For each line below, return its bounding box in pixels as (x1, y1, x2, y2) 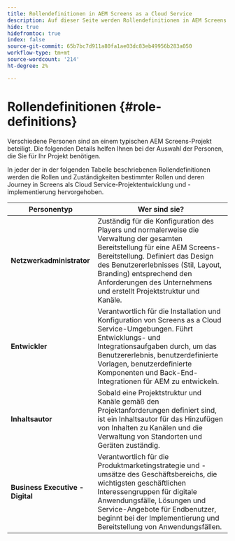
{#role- (119, 99, 162, 114)
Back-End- (159, 367, 198, 377)
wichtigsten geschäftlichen (97, 478, 187, 488)
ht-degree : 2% (7, 62, 49, 69)
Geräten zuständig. (97, 440, 161, 450)
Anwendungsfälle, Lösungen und (97, 495, 206, 505)
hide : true (7, 23, 39, 30)
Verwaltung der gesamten (97, 233, 183, 243)
